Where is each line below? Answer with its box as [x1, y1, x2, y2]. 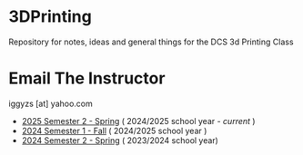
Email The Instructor [8, 68, 166, 89]
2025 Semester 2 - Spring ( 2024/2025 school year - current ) [21, 115, 256, 126]
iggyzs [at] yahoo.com [8, 98, 93, 109]
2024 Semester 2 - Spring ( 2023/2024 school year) [21, 134, 219, 146]
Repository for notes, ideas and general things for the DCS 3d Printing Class [8, 36, 294, 47]
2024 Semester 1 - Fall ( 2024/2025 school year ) [21, 125, 207, 136]
